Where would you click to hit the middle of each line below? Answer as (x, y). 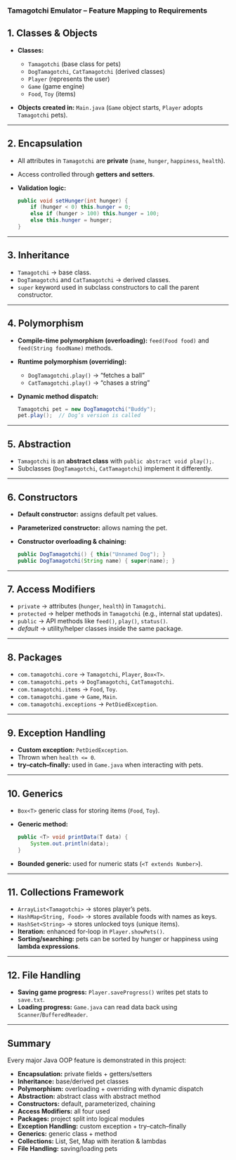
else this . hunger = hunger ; (71, 220)
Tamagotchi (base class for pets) (74, 64)
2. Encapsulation (45, 144)
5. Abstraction (39, 444)
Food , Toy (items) (52, 94)
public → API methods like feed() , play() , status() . (93, 621)
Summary (29, 1043)
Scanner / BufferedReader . (53, 1014)
